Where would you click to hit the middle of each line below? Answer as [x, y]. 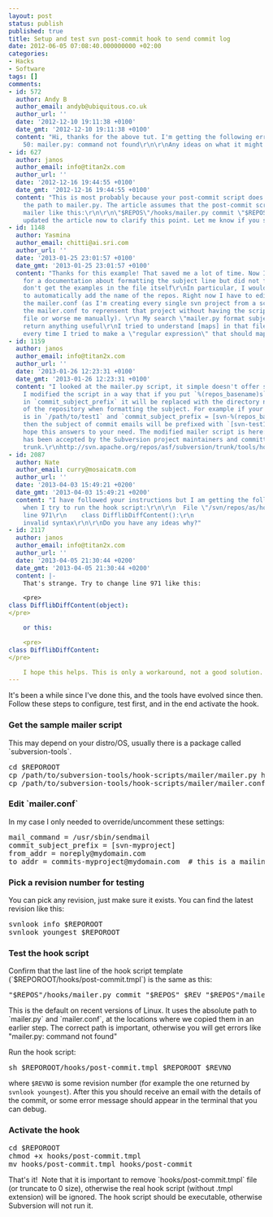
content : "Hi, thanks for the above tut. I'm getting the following [134, 137]
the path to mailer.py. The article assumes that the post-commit [138, 205]
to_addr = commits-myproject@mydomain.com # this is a [122, 861]
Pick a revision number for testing [76, 882]
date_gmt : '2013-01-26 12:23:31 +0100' [83, 379]
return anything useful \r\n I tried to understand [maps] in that [136, 326]
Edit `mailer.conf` [43, 804]
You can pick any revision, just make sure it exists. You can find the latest [131, 901]
